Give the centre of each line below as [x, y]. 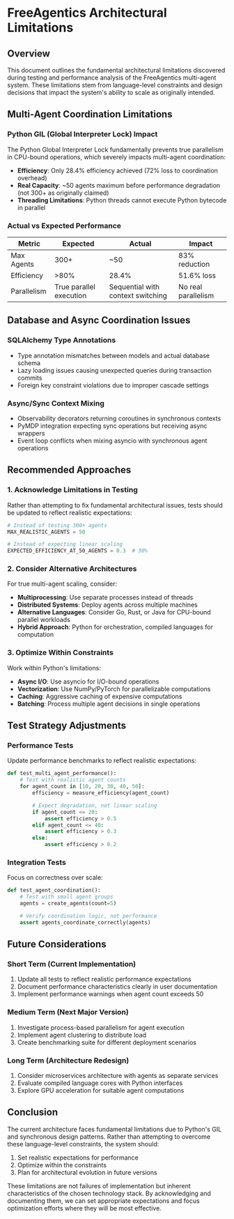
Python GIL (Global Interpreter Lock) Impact [83, 134]
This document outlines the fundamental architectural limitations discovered [116, 70]
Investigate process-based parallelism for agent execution [101, 1027]
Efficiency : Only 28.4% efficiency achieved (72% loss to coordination [117, 170]
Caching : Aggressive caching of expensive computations [100, 696]
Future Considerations [57, 944]
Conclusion [33, 1113]
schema [29, 363]
